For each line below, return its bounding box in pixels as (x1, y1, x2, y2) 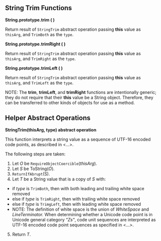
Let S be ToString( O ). (12, 166, 55, 172)
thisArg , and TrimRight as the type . (5, 56, 76, 62)
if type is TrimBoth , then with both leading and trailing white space (12, 185, 144, 191)
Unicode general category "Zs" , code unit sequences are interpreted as (12, 217, 156, 222)
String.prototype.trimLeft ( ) (5, 65, 63, 71)
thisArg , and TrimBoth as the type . (5, 31, 74, 37)
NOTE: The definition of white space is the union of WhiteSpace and (12, 206, 149, 212)
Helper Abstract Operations (5, 114, 91, 122)
